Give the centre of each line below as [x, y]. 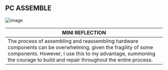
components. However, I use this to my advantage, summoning [81, 53]
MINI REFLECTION [84, 32]
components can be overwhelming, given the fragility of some [80, 47]
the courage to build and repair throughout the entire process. [80, 59]
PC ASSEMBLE [28, 8]
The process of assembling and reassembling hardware [73, 41]
